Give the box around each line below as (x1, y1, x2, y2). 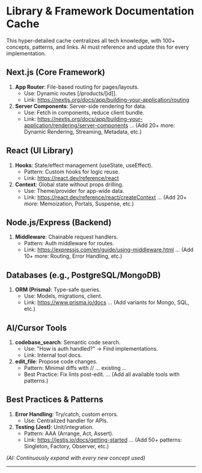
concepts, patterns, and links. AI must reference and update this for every (6, 43, 189, 51)
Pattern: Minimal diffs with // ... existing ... (23, 365, 127, 371)
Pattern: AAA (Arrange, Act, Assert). (23, 430, 114, 437)
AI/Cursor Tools (6, 322, 67, 333)
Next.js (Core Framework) (6, 67, 105, 78)
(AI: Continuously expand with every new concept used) (6, 454, 145, 462)
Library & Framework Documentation (6, 4, 194, 18)
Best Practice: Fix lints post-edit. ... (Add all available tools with (23, 371, 180, 378)
